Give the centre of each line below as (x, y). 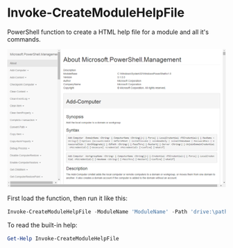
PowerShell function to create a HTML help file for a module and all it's (108, 32)
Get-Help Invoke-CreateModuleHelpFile (63, 239)
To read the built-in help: (42, 225)
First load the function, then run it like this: (68, 198)
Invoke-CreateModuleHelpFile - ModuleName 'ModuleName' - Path (97, 212)
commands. (24, 39)
